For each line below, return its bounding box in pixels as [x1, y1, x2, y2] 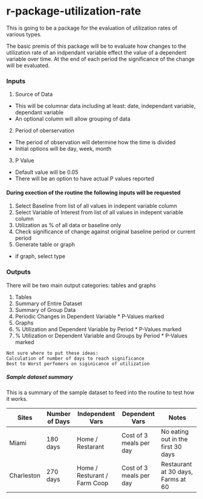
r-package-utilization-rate [6, 4, 141, 18]
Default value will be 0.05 [14, 168, 79, 176]
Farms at [161, 475, 186, 483]
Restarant [76, 442, 105, 451]
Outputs [6, 268, 31, 276]
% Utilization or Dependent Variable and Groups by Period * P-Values [14, 332, 188, 339]
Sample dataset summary [6, 374, 74, 381]
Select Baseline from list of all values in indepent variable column [14, 202, 177, 210]
